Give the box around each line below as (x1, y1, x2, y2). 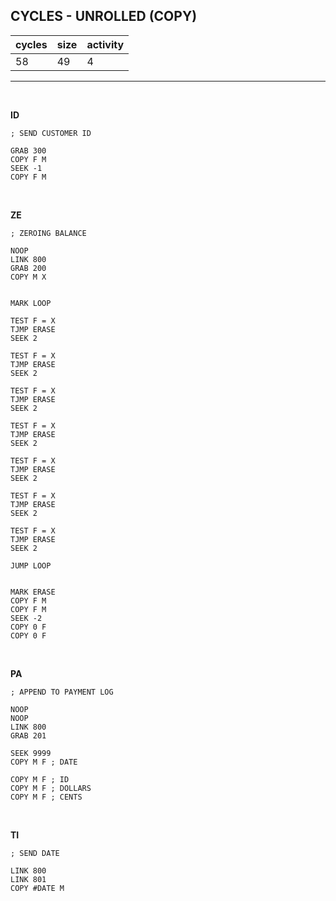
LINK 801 (10, 874, 47, 884)
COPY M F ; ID (10, 774, 70, 784)
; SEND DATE (10, 848, 60, 858)
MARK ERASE (10, 587, 56, 597)
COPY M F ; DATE (10, 757, 78, 767)
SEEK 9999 (10, 748, 52, 758)
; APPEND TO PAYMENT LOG (10, 687, 114, 697)
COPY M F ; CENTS (10, 792, 83, 802)
